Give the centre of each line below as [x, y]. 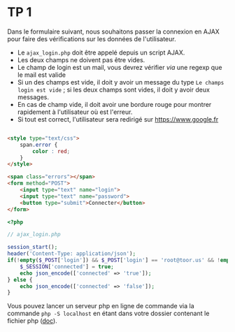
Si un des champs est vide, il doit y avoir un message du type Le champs [121, 82]
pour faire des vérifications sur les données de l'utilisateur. [92, 38]
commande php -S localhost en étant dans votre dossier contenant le [108, 313]
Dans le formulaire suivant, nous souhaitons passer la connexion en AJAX [114, 31]
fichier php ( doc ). [32, 321]
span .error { [39, 145]
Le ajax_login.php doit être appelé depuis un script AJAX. [101, 52]
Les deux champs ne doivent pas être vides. [81, 59]
